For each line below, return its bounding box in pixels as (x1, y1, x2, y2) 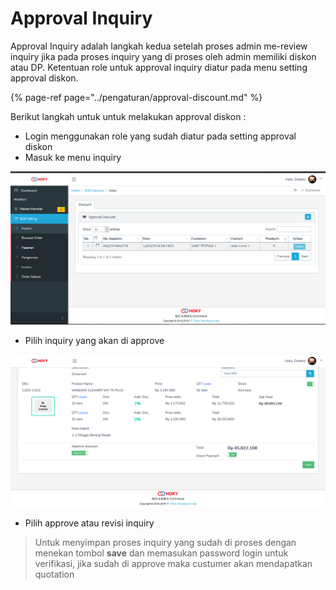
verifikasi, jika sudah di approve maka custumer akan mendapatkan (34, 557, 313, 569)
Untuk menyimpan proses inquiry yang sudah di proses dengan (34, 536, 297, 548)
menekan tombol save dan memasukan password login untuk (34, 547, 289, 559)
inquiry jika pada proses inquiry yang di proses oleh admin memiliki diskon (10, 50, 317, 62)
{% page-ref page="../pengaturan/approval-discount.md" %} (10, 91, 263, 103)
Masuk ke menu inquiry (24, 151, 122, 163)
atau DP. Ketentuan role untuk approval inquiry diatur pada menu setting (10, 61, 308, 73)
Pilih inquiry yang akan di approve (24, 334, 165, 346)
